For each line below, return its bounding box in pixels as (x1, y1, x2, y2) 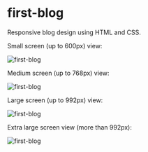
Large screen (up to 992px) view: (7, 96, 103, 104)
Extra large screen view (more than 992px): (7, 123, 133, 131)
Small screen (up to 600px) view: (7, 41, 103, 50)
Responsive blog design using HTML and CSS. (7, 28, 141, 36)
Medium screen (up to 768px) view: (7, 69, 110, 77)
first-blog (7, 5, 64, 21)
